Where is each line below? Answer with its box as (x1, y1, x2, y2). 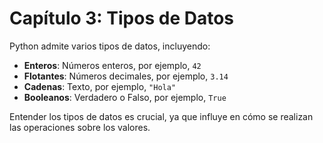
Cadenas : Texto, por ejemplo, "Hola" (23, 80, 177, 92)
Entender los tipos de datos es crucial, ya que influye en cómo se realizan (9, 110, 314, 122)
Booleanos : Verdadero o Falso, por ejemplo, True (23, 91, 227, 103)
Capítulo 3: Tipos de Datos (9, 7, 235, 30)
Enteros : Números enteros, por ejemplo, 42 (23, 59, 202, 71)
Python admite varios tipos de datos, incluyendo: (9, 40, 211, 52)
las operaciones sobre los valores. (9, 121, 151, 133)
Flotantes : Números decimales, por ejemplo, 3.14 (23, 70, 229, 82)
